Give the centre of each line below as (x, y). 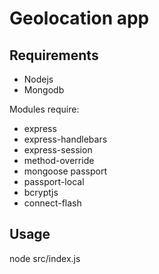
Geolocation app (79, 18)
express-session (58, 150)
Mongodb (44, 90)
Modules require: (44, 109)
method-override (59, 160)
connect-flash (52, 203)
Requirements (54, 55)
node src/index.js (45, 258)
